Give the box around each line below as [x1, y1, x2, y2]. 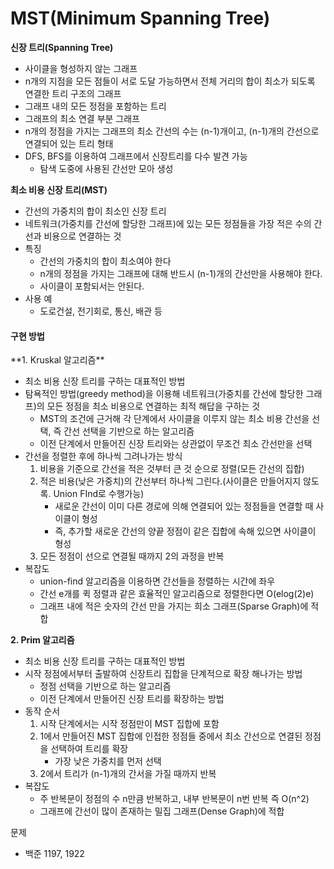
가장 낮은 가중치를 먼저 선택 [54, 755, 162, 767]
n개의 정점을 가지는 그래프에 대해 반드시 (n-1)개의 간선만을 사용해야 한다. [39, 267, 323, 279]
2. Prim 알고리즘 [10, 634, 75, 646]
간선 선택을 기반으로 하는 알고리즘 [63, 425, 195, 437]
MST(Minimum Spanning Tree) [10, 7, 271, 30]
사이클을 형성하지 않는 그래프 [24, 62, 138, 74]
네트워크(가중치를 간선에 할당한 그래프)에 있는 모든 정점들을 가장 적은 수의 [24, 217, 312, 229]
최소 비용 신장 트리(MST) [10, 183, 108, 196]
